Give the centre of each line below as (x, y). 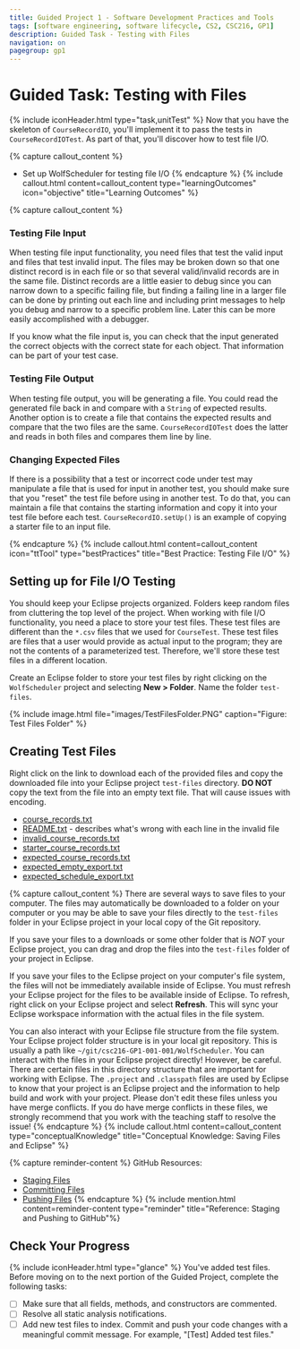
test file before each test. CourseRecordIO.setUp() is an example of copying (148, 517)
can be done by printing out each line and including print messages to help (147, 300)
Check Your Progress (70, 1246)
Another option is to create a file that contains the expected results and (140, 417)
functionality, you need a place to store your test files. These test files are (145, 622)
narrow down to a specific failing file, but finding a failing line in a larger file (148, 291)
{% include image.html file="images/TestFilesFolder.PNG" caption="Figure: (148, 713)
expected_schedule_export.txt (78, 876)
